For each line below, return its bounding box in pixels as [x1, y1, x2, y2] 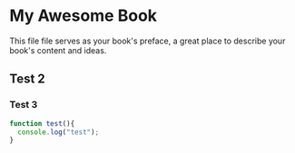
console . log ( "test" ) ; [17, 128, 100, 137]
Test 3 [9, 99, 38, 111]
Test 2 [9, 72, 45, 87]
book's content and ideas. [9, 44, 107, 55]
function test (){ [9, 119, 75, 128]
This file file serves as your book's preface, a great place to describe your [9, 35, 286, 46]
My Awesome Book [9, 5, 157, 26]
